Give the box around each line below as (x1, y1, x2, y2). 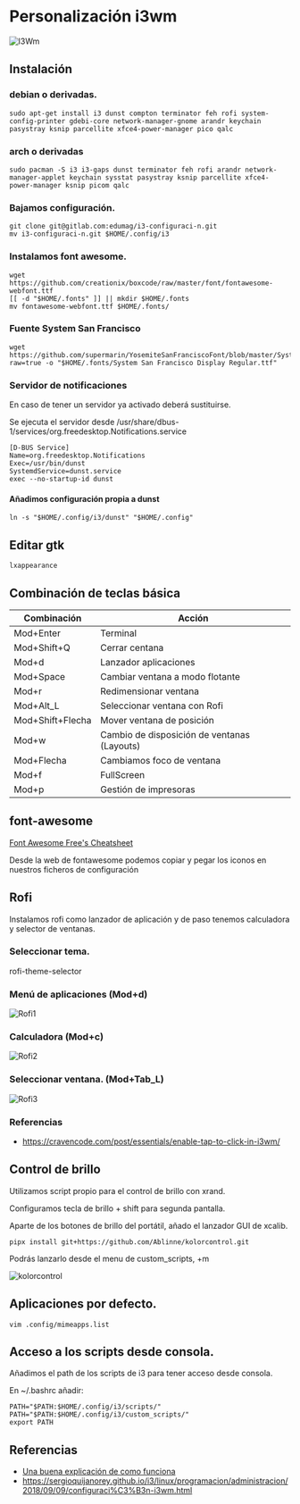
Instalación (9, 62, 73, 77)
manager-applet (9, 172, 66, 182)
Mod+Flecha (13, 754, 67, 766)
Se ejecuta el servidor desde (9, 417, 115, 428)
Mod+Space (13, 670, 65, 682)
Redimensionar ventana (100, 685, 199, 698)
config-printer (9, 116, 66, 126)
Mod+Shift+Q (13, 641, 71, 654)
